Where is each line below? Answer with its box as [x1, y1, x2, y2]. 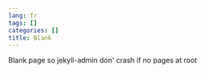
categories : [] [8, 26, 59, 34]
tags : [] [8, 19, 38, 27]
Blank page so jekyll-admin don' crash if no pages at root [8, 56, 198, 65]
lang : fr [8, 11, 38, 20]
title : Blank [8, 33, 52, 42]
